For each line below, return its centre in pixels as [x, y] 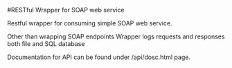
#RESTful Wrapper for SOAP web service [66, 10]
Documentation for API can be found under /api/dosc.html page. [99, 57]
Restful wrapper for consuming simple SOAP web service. [90, 23]
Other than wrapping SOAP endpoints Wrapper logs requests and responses [116, 36]
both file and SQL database [46, 44]
